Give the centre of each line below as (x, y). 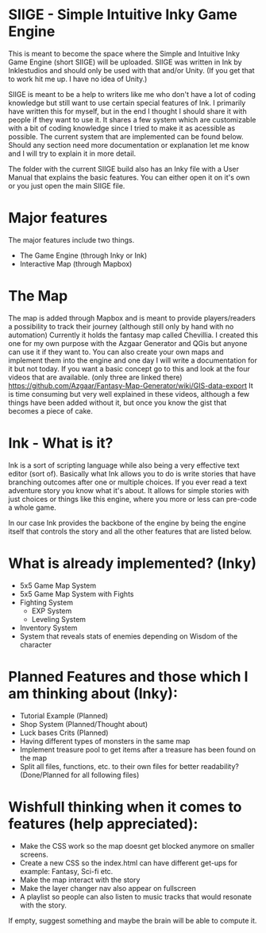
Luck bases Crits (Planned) (64, 733)
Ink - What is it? (61, 443)
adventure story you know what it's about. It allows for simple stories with (129, 490)
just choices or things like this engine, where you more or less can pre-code (133, 499)
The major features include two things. (71, 239)
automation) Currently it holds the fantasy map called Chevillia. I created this (133, 335)
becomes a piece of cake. (50, 410)
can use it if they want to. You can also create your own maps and (116, 352)
